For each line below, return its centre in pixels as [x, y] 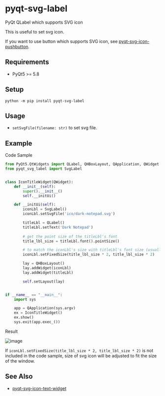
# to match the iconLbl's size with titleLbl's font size [83, 250]
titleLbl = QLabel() [44, 223]
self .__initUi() [39, 196]
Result [12, 331]
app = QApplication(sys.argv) [45, 308]
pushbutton [17, 46]
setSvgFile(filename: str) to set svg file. [55, 128]
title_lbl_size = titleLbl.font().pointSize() [71, 241]
